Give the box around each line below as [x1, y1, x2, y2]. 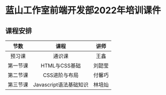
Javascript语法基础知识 [33, 81, 89, 88]
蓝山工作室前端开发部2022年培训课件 [5, 5, 161, 16]
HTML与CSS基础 [40, 62, 81, 69]
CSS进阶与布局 [43, 72, 79, 79]
